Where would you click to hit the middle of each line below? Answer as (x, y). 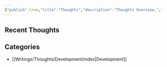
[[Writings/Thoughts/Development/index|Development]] (69, 59)
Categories (22, 47)
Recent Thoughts (32, 30)
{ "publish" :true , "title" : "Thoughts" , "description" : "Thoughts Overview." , (83, 10)
